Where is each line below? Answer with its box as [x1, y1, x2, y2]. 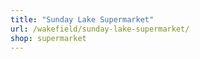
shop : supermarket [10, 33, 87, 43]
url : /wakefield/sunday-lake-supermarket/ [10, 24, 190, 34]
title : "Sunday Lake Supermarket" [10, 14, 155, 25]
